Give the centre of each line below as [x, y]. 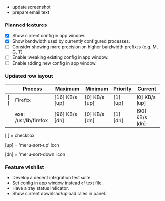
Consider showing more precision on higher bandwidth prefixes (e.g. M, [85, 47]
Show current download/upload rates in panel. [59, 194]
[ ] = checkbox [20, 135]
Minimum [97, 89]
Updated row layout [29, 76]
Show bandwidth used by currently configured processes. [71, 41]
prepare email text [31, 12]
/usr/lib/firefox [31, 120]
